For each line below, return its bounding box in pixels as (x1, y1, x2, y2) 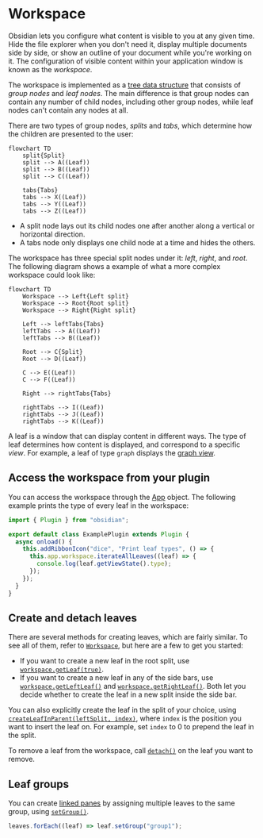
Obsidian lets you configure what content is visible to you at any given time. (8, 31, 255, 40)
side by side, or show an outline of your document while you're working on (8, 48, 252, 57)
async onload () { (15, 537, 73, 546)
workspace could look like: (8, 270, 96, 279)
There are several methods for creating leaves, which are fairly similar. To (8, 632, 248, 642)
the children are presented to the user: (8, 129, 134, 139)
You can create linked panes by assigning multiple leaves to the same (8, 798, 235, 808)
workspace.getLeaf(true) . (19, 664, 105, 675)
